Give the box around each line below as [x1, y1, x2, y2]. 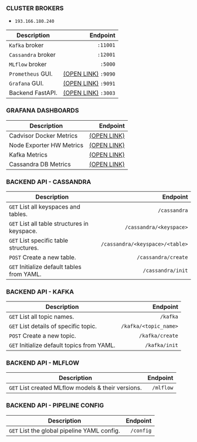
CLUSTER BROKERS [6, 4, 64, 12]
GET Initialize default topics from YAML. [9, 341, 116, 349]
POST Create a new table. [9, 253, 76, 261]
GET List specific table [9, 236, 69, 244]
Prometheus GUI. [9, 70, 53, 78]
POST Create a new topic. [9, 332, 76, 340]
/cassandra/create [137, 254, 188, 260]
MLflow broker [9, 60, 47, 69]
